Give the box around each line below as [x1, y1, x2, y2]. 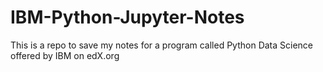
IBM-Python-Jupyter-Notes [10, 6, 245, 29]
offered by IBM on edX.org [10, 49, 120, 61]
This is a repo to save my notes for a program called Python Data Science [10, 39, 314, 51]
